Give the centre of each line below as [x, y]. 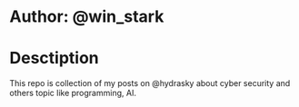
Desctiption [54, 58]
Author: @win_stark [87, 17]
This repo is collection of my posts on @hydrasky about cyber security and [150, 83]
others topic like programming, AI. [73, 93]
